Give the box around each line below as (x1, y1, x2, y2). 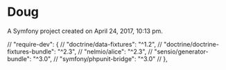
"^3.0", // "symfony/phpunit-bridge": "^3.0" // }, (33, 54, 168, 62)
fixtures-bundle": (7, 47, 56, 56)
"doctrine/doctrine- (164, 40, 220, 48)
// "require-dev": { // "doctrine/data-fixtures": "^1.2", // (7, 40, 163, 48)
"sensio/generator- (154, 47, 209, 56)
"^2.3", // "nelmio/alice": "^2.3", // (57, 47, 153, 56)
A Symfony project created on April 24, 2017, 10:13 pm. (7, 27, 163, 35)
